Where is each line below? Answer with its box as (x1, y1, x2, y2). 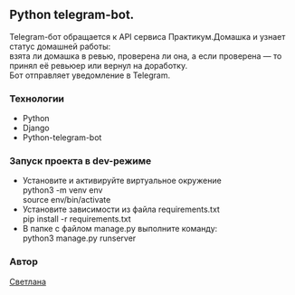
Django (22, 122, 50, 134)
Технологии (9, 92, 65, 105)
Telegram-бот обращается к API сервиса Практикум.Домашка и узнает (9, 31, 286, 42)
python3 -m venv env (22, 185, 103, 195)
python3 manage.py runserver (22, 233, 137, 243)
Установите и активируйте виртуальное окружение (22, 176, 222, 186)
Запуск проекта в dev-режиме (9, 155, 152, 167)
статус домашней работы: (9, 41, 111, 52)
